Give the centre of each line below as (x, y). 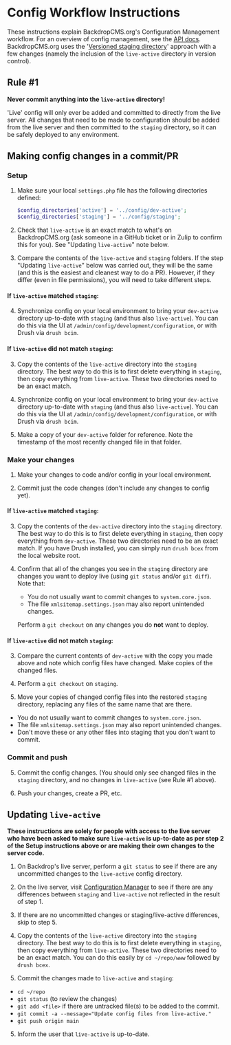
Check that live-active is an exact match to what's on (94, 230)
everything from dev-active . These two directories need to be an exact (118, 541)
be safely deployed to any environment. (63, 134)
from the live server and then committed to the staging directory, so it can (112, 127)
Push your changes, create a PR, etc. (69, 793)
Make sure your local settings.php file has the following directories (112, 191)
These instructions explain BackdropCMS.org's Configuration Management (113, 32)
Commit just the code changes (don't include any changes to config (113, 488)
